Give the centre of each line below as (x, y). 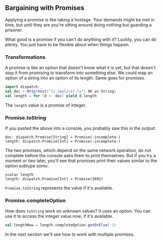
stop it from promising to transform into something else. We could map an (79, 73)
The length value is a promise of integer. (46, 105)
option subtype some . (27, 166)
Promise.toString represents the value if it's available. (59, 188)
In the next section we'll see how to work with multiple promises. (70, 234)
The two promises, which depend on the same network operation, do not (78, 150)
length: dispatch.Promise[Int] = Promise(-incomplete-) (63, 142)
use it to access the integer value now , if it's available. (59, 216)
